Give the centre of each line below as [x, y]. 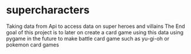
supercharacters [48, 10]
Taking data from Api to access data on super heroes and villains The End [96, 26]
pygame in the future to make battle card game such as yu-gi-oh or [88, 38]
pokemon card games [33, 45]
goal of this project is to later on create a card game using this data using [95, 32]
